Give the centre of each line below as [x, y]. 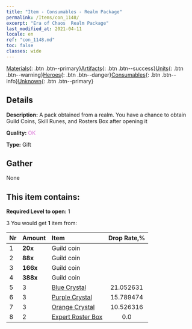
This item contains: [43, 197]
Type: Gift [19, 144]
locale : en [20, 34]
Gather [20, 163]
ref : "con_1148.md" [31, 40]
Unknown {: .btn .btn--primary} [56, 81]
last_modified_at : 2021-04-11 [44, 29]
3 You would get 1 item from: [42, 223]
